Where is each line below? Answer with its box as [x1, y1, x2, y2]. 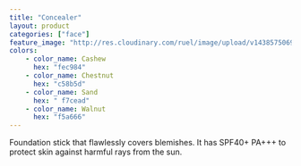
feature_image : [9, 37, 66, 47]
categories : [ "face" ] [9, 29, 90, 38]
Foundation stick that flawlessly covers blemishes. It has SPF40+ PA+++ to [9, 137, 287, 148]
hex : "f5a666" [32, 112, 87, 121]
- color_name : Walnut [25, 104, 106, 113]
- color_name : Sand [25, 87, 99, 96]
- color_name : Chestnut [25, 71, 115, 80]
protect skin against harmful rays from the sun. [9, 146, 183, 157]
